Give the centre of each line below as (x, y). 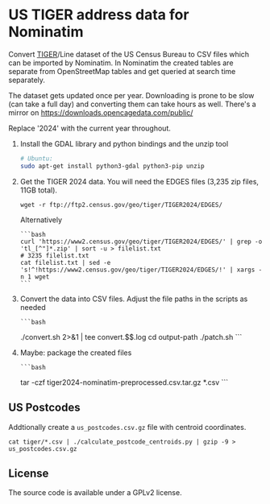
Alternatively (41, 220)
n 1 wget (35, 277)
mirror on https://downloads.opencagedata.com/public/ (101, 112)
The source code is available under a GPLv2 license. (96, 493)
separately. (27, 80)
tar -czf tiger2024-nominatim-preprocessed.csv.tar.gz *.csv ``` (124, 382)
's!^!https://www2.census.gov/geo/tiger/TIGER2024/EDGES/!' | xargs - (141, 270)
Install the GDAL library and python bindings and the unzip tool (124, 143)
